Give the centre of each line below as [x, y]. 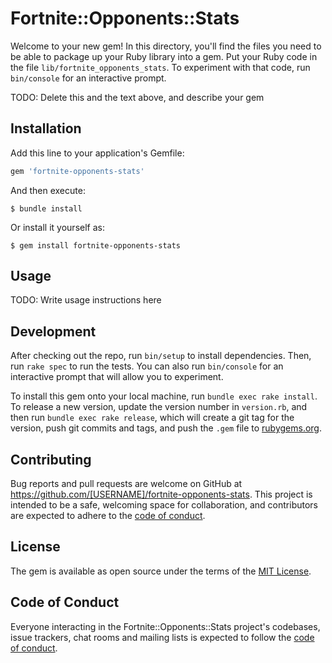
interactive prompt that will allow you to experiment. [117, 377]
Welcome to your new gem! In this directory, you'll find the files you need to [166, 46]
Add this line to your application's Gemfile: [97, 153]
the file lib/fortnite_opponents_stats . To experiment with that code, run [160, 67]
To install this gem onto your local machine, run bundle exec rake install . [164, 396]
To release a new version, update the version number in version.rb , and [159, 407]
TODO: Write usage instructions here [86, 300]
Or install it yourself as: [57, 227]
